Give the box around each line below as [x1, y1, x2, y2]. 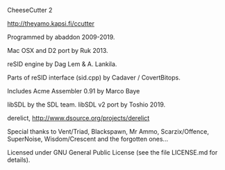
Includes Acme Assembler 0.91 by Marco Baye [7, 87, 140, 95]
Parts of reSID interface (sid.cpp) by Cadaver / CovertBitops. [7, 73, 181, 82]
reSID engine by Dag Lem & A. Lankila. [7, 60, 117, 68]
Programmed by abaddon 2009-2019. [7, 33, 115, 41]
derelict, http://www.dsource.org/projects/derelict [7, 114, 150, 122]
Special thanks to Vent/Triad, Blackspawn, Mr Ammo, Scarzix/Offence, [7, 127, 210, 135]
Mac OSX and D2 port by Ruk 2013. [7, 47, 109, 54]
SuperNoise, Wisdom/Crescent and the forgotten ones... [7, 135, 169, 143]
